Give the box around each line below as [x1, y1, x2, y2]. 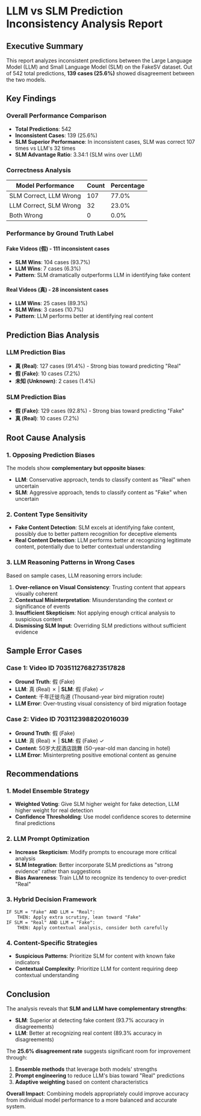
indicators [14, 959, 40, 966]
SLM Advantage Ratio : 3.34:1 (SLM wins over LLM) [14, 150, 143, 158]
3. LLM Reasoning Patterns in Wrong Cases [6, 558, 135, 566]
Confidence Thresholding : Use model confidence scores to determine [14, 813, 191, 820]
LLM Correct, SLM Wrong [9, 201, 81, 209]
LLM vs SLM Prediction [6, 4, 123, 18]
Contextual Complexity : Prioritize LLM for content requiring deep [14, 965, 178, 973]
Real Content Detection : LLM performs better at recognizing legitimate [14, 537, 191, 544]
